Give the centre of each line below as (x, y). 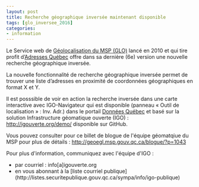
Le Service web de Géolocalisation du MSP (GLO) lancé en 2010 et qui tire (97, 50)
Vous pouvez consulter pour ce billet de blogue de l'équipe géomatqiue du (97, 136)
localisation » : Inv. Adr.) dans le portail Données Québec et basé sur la (93, 112)
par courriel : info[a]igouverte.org (56, 165)
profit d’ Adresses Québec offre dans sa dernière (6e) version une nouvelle (97, 57)
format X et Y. (23, 87)
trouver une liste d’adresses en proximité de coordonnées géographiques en (99, 81)
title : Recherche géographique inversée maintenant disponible (86, 17)
